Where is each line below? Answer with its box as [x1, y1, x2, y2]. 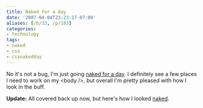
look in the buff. [6, 83, 45, 91]
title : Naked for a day [6, 8, 67, 15]
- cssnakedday [6, 54, 42, 60]
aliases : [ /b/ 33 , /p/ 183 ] [6, 20, 72, 26]
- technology [6, 31, 39, 37]
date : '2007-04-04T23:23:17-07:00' [6, 14, 96, 21]
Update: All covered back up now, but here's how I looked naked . [6, 95, 170, 102]
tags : [6, 37, 20, 43]
